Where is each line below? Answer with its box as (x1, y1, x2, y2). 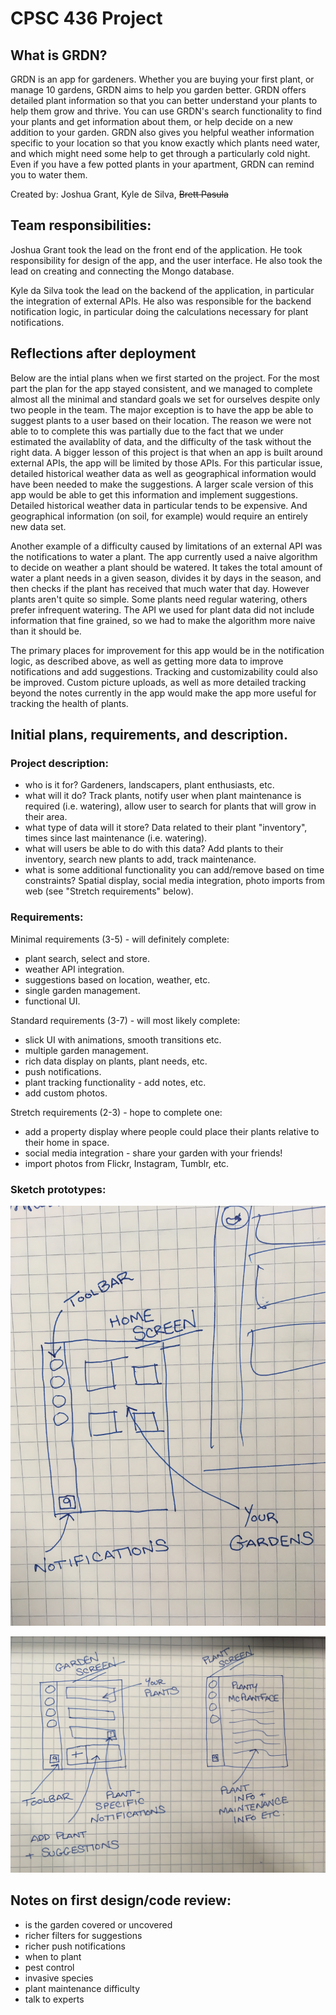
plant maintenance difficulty (24, 1982, 141, 1994)
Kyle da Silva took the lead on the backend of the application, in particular (10, 284, 315, 296)
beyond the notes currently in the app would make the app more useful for (10, 687, 317, 699)
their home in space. (24, 1136, 110, 1148)
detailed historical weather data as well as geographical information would (10, 467, 317, 479)
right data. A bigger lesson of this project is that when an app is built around (10, 446, 323, 458)
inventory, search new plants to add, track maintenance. (24, 853, 257, 866)
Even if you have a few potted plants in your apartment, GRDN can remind (10, 158, 315, 170)
